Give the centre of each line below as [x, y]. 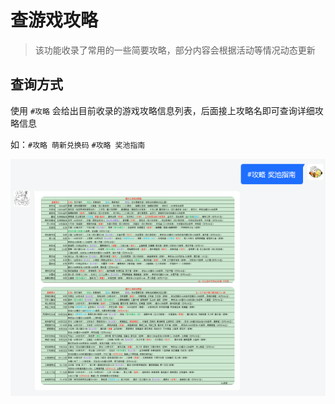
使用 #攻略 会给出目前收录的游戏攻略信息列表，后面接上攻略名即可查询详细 [162, 110]
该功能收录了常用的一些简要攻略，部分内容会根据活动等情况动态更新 [175, 50]
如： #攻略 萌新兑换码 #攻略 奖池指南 [78, 144]
